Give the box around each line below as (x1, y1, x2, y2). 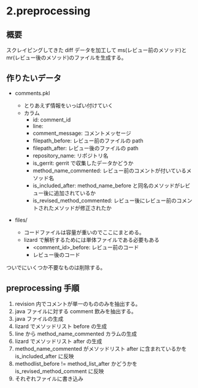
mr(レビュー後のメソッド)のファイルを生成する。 (6, 54, 127, 61)
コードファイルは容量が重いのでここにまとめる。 (23, 229, 145, 236)
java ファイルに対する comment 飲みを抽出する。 (14, 307, 137, 315)
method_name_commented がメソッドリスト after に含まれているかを (14, 345, 187, 352)
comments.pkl (14, 89, 50, 96)
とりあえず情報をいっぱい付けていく (23, 102, 114, 109)
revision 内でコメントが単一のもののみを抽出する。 (14, 300, 141, 307)
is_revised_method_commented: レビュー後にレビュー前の (32, 196, 177, 204)
